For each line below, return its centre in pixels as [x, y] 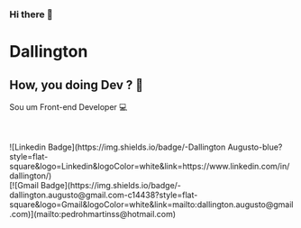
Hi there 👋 [32, 14]
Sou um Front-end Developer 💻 [68, 106]
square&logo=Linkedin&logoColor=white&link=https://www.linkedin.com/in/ [150, 166]
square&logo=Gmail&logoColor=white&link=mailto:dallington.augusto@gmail [151, 204]
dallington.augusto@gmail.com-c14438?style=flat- [104, 195]
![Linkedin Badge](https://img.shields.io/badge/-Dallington [118, 147]
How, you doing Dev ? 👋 [77, 85]
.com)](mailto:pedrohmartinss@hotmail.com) [93, 214]
